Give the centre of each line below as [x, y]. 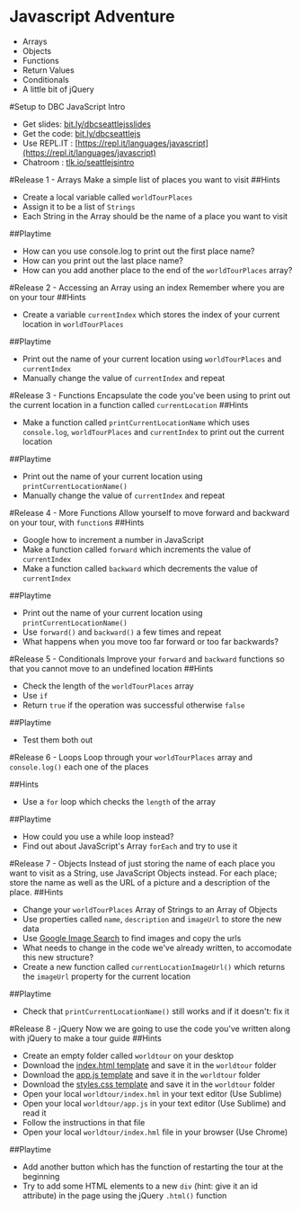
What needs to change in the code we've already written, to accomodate [157, 948]
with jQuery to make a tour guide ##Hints [85, 1038]
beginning [41, 1176]
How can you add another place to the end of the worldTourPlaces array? [157, 270]
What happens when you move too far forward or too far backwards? [150, 641]
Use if [35, 695]
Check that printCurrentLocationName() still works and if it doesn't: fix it [156, 1011]
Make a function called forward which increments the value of [137, 549]
